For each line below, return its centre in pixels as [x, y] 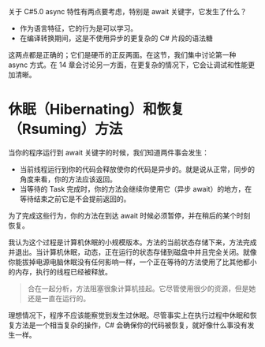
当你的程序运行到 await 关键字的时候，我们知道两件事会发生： [109, 152]
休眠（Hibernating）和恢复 [97, 110]
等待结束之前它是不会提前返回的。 [75, 199]
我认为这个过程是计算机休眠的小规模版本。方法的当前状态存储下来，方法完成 [132, 242]
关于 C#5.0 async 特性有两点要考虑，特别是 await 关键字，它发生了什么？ [127, 11]
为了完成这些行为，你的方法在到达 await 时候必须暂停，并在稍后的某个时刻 [129, 215]
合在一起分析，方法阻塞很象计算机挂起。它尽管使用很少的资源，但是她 [142, 288]
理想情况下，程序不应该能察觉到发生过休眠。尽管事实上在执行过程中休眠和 [129, 315]
